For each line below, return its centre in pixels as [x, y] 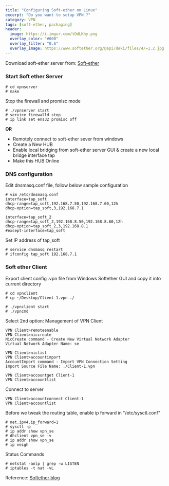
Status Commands [25, 454]
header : [14, 29]
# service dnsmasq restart [34, 250]
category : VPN [21, 20]
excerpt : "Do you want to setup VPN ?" [48, 15]
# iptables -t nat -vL [30, 468]
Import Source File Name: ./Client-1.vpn [50, 366]
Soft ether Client [26, 267]
